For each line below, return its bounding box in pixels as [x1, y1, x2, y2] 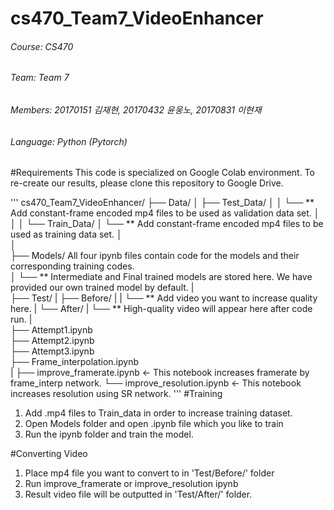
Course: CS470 [10, 40, 74, 52]
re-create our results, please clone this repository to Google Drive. [10, 177, 284, 189]
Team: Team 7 [10, 72, 70, 84]
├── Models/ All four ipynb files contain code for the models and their [10, 250, 300, 262]
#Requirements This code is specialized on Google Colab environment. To [10, 167, 315, 179]
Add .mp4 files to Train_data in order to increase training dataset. [24, 407, 293, 419]
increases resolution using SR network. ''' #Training [10, 388, 223, 400]
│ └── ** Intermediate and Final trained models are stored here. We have [10, 271, 313, 283]
